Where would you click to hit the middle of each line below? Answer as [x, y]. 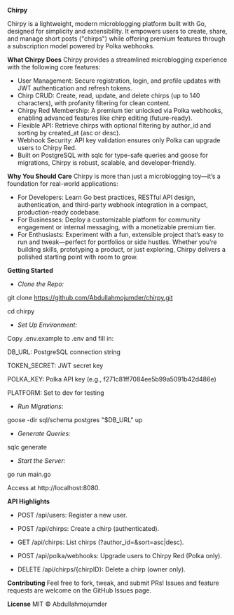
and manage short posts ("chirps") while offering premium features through [116, 39]
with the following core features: [54, 67]
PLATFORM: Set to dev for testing [56, 393]
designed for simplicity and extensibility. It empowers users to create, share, [117, 31]
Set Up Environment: [47, 325]
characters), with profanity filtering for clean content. [94, 103]
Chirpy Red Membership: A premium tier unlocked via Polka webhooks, [120, 110]
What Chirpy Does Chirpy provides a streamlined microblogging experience [117, 60]
